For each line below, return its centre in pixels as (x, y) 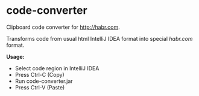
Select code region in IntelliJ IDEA (57, 68)
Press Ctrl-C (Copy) (39, 74)
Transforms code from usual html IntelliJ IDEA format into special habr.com (99, 38)
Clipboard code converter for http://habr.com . (63, 27)
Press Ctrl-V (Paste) (40, 87)
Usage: (16, 56)
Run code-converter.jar (44, 81)
